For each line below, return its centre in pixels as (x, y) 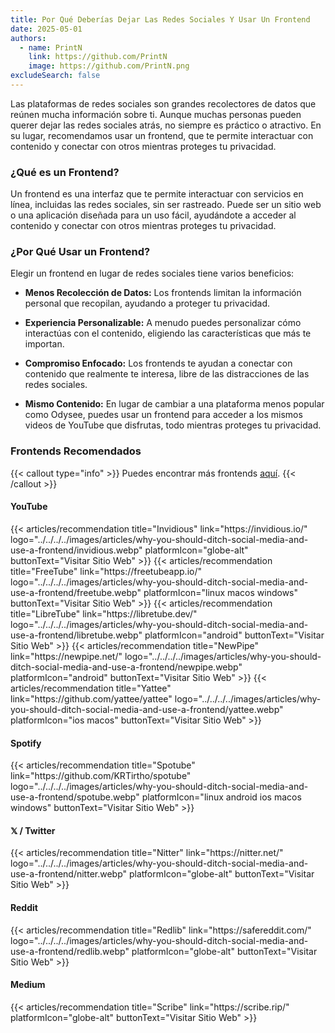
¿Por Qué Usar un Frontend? (80, 252)
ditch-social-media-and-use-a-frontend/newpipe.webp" (126, 667)
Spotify (26, 743)
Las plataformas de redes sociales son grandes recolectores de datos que (163, 103)
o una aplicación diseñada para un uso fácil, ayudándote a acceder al (153, 215)
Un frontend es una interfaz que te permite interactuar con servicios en (157, 194)
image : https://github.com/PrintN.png (109, 66)
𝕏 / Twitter (33, 830)
